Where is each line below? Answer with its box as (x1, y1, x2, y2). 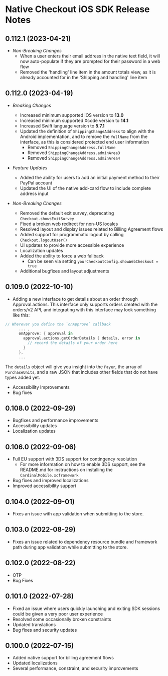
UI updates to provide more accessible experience (20, 242, 124, 248)
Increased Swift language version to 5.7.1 (20, 122, 105, 129)
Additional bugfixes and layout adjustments (20, 268, 109, 274)
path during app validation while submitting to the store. (12, 544, 128, 550)
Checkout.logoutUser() (20, 238, 68, 243)
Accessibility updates (12, 423, 57, 429)
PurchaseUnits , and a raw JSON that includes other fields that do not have (5, 369, 158, 375)
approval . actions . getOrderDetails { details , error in (23, 336, 140, 341)
